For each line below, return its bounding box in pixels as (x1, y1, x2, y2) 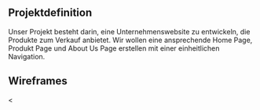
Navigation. (8, 51, 46, 61)
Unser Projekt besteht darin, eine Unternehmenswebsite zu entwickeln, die (8, 27, 251, 36)
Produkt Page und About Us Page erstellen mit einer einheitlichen (8, 43, 220, 53)
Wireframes (8, 74, 68, 88)
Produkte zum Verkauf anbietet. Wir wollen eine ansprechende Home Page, (8, 35, 253, 44)
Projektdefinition (8, 6, 93, 20)
